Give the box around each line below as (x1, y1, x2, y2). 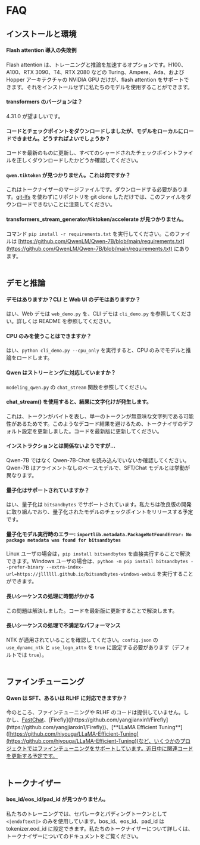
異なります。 (6, 472, 37, 478)
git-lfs (15, 193, 31, 201)
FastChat (21, 716, 44, 723)
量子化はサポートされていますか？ (6, 486, 90, 493)
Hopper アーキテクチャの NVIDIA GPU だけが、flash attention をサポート (6, 76, 185, 83)
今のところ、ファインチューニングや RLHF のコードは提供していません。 (6, 709, 184, 716)
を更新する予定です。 (6, 752, 58, 760)
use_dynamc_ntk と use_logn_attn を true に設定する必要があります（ (6, 643, 174, 651)
